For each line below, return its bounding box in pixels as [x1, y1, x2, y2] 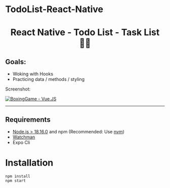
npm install [5, 173, 30, 179]
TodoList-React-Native [5, 4, 104, 15]
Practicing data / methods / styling [12, 76, 85, 82]
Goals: [5, 57, 26, 66]
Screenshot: [5, 86, 31, 92]
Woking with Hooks [12, 71, 54, 77]
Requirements [5, 115, 51, 124]
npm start [5, 178, 26, 183]
